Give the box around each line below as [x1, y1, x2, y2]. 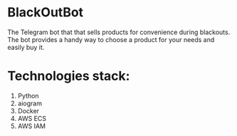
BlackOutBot [7, 4, 84, 21]
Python [17, 91, 39, 100]
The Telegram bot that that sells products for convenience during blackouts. [7, 28, 231, 36]
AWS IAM [17, 122, 46, 130]
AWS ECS [17, 114, 47, 122]
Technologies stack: [7, 68, 130, 84]
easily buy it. [7, 43, 45, 51]
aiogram [17, 99, 43, 108]
